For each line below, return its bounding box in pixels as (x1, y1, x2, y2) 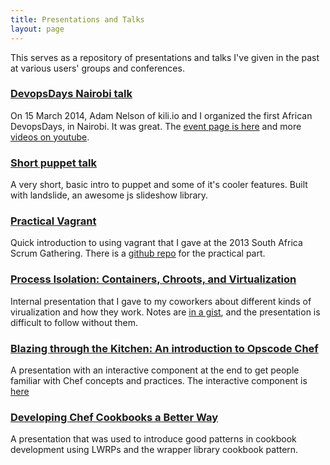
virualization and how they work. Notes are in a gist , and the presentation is (10, 306, 321, 318)
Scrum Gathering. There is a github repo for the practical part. (10, 247, 266, 260)
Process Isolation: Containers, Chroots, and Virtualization (10, 272, 297, 286)
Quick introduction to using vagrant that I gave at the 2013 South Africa (10, 237, 303, 249)
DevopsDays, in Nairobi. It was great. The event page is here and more (10, 120, 302, 132)
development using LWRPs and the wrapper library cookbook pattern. (10, 444, 299, 456)
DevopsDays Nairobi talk (10, 87, 133, 101)
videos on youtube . (10, 131, 90, 143)
